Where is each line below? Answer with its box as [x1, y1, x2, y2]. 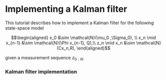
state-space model [5, 25, 44, 31]
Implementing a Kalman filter [5, 3, 128, 15]
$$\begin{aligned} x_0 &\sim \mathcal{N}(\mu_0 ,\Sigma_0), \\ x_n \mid [10, 35, 157, 40]
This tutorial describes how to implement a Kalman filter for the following [5, 20, 154, 26]
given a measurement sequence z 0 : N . [5, 54, 84, 62]
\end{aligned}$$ [77, 45, 111, 51]
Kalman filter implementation [5, 68, 77, 75]
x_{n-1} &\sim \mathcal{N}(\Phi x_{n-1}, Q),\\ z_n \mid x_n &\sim [5, 40, 135, 45]
